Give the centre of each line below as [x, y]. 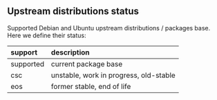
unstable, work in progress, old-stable [113, 75]
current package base [87, 63]
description [70, 52]
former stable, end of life [91, 86]
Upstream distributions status [73, 11]
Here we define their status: [47, 35]
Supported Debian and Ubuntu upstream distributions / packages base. [109, 28]
